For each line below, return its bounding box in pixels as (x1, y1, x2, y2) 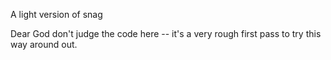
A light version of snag (10, 9, 103, 20)
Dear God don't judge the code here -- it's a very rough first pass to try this (10, 28, 322, 39)
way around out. (10, 39, 78, 50)
